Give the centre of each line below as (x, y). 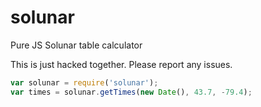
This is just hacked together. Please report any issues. (121, 64)
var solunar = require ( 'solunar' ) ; (84, 82)
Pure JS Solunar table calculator (76, 45)
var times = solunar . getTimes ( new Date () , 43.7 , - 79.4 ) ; (131, 92)
